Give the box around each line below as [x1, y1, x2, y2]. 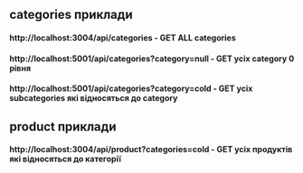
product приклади [9, 119, 117, 134]
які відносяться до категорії [9, 153, 122, 165]
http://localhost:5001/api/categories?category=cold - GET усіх [9, 83, 253, 94]
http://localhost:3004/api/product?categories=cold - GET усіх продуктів [9, 144, 293, 155]
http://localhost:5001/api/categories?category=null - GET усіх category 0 [9, 53, 295, 64]
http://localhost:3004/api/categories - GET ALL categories [9, 32, 237, 43]
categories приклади [9, 7, 133, 23]
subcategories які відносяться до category [9, 93, 178, 104]
